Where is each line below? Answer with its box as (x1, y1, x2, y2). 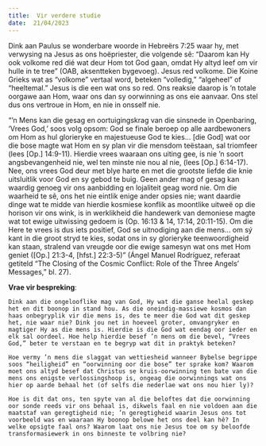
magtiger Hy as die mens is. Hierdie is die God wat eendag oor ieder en (8, 325, 258, 333)
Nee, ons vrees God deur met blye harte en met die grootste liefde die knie (8, 166, 253, 175)
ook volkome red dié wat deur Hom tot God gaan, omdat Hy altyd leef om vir (8, 57, 258, 67)
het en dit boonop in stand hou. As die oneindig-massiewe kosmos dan (8, 305, 247, 313)
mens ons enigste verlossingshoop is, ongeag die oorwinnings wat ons (8, 374, 247, 382)
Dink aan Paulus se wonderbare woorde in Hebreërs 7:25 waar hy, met (8, 40, 240, 50)
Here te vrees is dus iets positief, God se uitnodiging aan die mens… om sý (8, 225, 253, 234)
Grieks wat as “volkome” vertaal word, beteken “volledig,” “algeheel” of (8, 75, 241, 84)
